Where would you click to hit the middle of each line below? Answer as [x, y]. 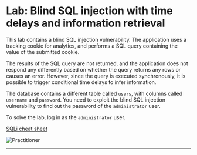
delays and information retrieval [86, 23]
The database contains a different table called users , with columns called [94, 93]
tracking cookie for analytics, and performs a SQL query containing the [92, 46]
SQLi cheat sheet [27, 129]
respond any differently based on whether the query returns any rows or [94, 69]
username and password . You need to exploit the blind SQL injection [86, 100]
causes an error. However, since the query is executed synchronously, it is [96, 76]
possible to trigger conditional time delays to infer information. [81, 82]
